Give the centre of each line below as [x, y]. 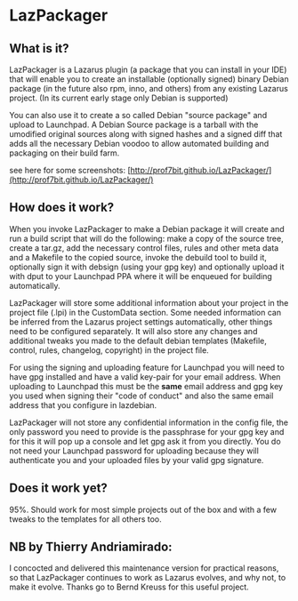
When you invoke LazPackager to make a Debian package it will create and [147, 228]
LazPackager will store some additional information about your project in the [149, 302]
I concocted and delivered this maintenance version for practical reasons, [144, 568]
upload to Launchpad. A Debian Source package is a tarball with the [134, 124]
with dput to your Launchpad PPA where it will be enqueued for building [141, 276]
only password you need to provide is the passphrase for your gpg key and [147, 431]
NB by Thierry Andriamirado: [91, 547]
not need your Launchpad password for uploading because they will [134, 451]
